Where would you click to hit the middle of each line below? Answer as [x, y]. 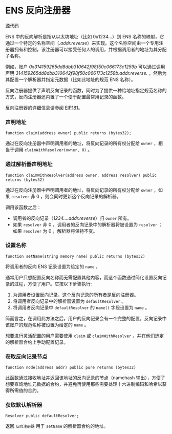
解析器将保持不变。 [77, 231]
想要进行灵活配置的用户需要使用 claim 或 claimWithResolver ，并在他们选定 [85, 336]
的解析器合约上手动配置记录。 [37, 342]
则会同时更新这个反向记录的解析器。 [83, 196]
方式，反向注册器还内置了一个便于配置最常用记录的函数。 [66, 97]
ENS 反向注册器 [38, 11]
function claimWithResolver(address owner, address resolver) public [81, 175]
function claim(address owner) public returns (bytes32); [68, 133]
